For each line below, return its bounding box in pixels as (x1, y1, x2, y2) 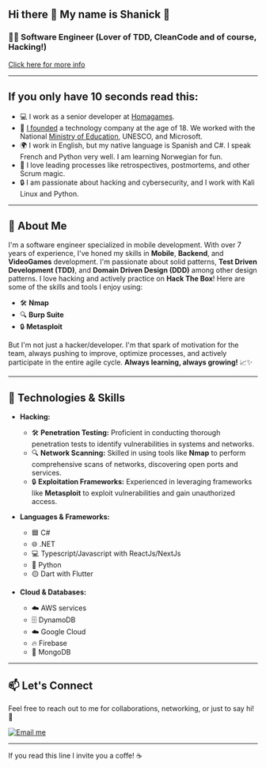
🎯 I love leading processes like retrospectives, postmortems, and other (19, 160, 250, 170)
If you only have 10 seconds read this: (8, 90, 199, 104)
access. (31, 497, 58, 506)
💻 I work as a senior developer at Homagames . (19, 112, 175, 121)
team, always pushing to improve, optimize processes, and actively (8, 349, 227, 358)
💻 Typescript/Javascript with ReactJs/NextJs (31, 548, 181, 559)
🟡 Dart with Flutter (31, 569, 93, 579)
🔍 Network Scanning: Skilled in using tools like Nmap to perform (31, 449, 246, 458)
